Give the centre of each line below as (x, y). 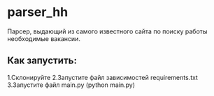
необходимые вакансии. (44, 38)
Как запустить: (42, 61)
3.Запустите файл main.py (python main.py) (71, 85)
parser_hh (38, 12)
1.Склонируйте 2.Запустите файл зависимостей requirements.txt (102, 77)
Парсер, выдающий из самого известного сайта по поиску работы (107, 31)
